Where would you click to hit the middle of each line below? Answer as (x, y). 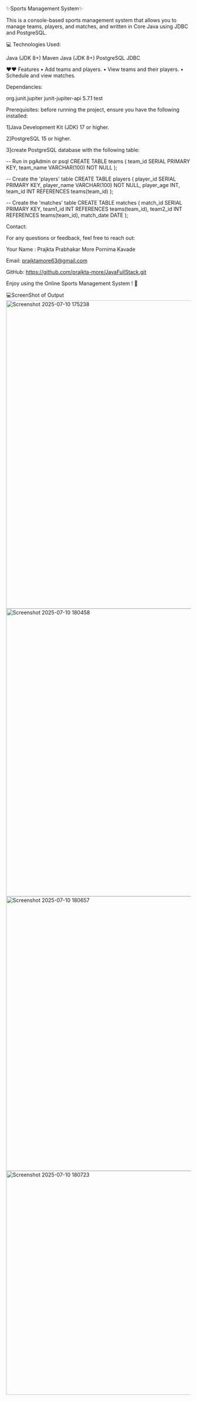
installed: (17, 116)
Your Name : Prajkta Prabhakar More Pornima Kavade (71, 249)
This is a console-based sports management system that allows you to (91, 20)
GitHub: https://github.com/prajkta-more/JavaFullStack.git (76, 272)
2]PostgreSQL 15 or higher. (39, 138)
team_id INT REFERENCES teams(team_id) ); (60, 191)
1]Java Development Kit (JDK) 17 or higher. (58, 127)
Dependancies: (24, 87)
